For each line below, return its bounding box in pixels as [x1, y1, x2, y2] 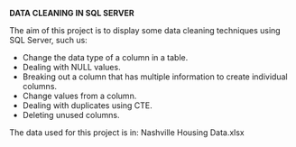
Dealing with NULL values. [22, 62, 121, 72]
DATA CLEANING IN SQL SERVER [9, 8, 134, 18]
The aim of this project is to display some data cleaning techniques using [9, 25, 282, 35]
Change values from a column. [22, 90, 137, 101]
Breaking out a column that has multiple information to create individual [22, 71, 288, 82]
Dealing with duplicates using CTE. [22, 100, 153, 111]
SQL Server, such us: [9, 35, 88, 45]
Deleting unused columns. [22, 110, 120, 120]
